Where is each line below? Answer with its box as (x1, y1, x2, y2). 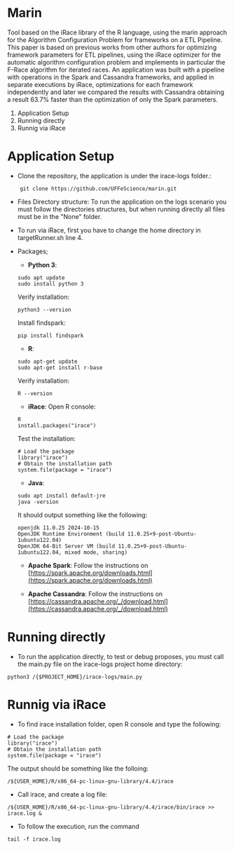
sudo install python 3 (17, 280, 84, 287)
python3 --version (17, 306, 71, 313)
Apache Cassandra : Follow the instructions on (27, 590, 163, 598)
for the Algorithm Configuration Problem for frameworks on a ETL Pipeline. (7, 35, 223, 44)
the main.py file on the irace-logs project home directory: (17, 660, 183, 668)
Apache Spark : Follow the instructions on (27, 561, 149, 569)
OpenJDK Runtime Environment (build (17, 530, 125, 538)
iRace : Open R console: (27, 402, 96, 411)
